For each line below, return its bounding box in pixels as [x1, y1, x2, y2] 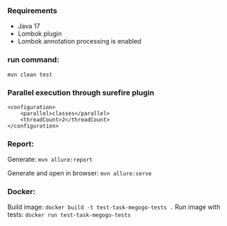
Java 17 [17, 22, 41, 31]
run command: [7, 55, 59, 65]
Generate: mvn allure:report [7, 155, 93, 164]
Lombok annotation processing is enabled [17, 37, 141, 46]
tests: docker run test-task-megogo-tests [7, 210, 131, 219]
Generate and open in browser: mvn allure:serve [7, 169, 152, 178]
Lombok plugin [17, 29, 62, 38]
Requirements [7, 6, 58, 16]
